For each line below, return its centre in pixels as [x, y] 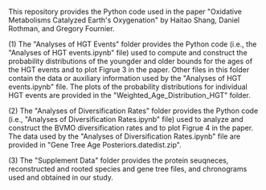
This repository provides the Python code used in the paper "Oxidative [125, 12]
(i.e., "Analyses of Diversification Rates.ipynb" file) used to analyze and [126, 119]
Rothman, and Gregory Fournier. [61, 28]
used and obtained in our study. [61, 177]
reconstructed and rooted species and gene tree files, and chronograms [128, 169]
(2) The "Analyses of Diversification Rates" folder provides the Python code [133, 111]
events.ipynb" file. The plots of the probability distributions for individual [128, 87]
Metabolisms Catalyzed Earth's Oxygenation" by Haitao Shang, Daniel [124, 20]
